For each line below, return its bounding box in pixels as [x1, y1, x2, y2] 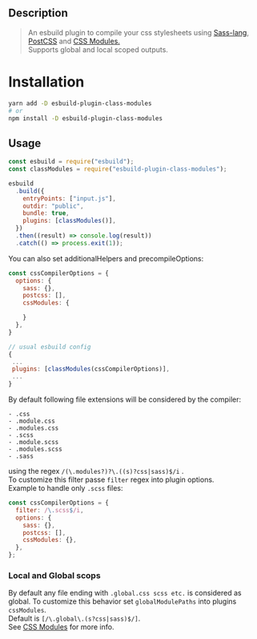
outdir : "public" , [22, 202, 84, 210]
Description [8, 6, 68, 20]
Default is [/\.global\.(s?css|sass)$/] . [8, 613, 141, 624]
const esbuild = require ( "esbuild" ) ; [8, 158, 135, 166]
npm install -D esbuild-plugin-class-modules [8, 114, 163, 123]
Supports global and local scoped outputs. [27, 44, 168, 55]
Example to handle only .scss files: [8, 483, 123, 493]
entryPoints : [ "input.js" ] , [22, 194, 116, 203]
